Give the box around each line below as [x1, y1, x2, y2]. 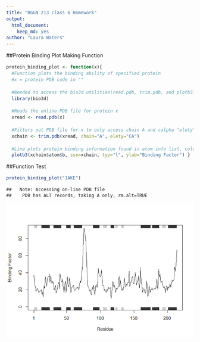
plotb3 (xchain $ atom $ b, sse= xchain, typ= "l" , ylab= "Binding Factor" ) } [11, 152, 190, 158]
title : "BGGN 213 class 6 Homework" [6, 10, 97, 15]
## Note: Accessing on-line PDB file [6, 186, 105, 193]
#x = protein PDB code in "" [11, 76, 84, 83]
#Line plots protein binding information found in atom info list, [11, 146, 183, 152]
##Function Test [6, 163, 46, 170]
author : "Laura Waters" [6, 35, 65, 41]
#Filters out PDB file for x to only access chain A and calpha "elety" [11, 127, 196, 133]
